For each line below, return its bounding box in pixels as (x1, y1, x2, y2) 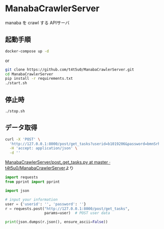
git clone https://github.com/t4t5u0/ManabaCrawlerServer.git (5, 67, 134, 72)
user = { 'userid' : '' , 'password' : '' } (5, 202, 86, 206)
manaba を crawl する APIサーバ (5, 20, 70, 25)
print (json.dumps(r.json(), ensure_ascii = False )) (5, 220, 108, 225)
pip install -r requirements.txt (5, 76, 73, 81)
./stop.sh (5, 109, 25, 114)
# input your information (5, 197, 58, 202)
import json (5, 188, 29, 193)
